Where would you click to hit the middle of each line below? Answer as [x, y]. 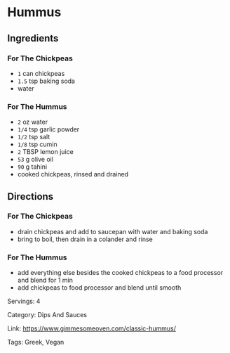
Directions [31, 197]
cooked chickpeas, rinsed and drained [73, 174]
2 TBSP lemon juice [45, 152]
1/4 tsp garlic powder [48, 129]
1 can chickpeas [41, 73]
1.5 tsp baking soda [46, 81]
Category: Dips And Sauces [47, 315]
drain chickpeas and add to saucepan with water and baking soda [113, 231]
